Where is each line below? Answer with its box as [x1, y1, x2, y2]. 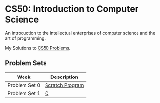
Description [50, 74, 78, 80]
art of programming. [5, 35, 46, 41]
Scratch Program [45, 82, 84, 89]
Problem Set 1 [7, 90, 41, 97]
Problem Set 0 [7, 82, 41, 89]
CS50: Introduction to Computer [5, 3, 138, 15]
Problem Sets [5, 59, 47, 67]
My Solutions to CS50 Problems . [5, 45, 70, 51]
